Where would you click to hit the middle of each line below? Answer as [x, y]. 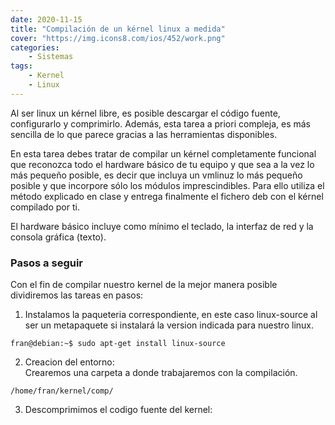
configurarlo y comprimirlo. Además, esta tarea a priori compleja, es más [161, 123]
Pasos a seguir [47, 263]
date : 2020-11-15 [46, 19]
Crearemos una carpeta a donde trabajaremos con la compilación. [161, 373]
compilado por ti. [45, 207]
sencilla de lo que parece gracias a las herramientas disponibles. [144, 134]
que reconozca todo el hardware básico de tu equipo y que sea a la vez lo [162, 164]
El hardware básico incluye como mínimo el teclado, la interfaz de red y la [162, 226]
